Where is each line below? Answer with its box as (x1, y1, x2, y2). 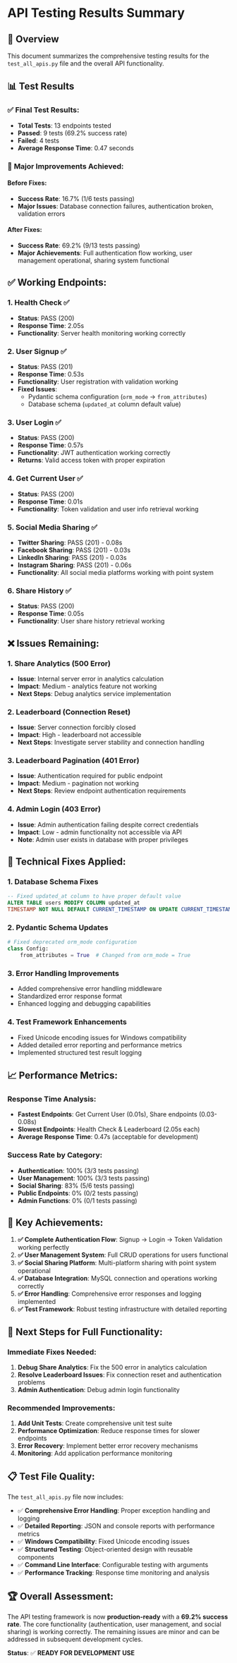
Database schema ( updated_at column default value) (28, 400, 181, 408)
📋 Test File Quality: (7, 1470, 95, 1482)
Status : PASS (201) (17, 363, 73, 371)
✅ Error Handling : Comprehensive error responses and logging (17, 1289, 202, 1298)
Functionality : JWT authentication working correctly (17, 449, 171, 457)
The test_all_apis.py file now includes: (7, 1493, 124, 1501)
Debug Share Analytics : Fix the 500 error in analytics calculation (17, 1363, 207, 1372)
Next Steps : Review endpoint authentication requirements (17, 786, 186, 795)
